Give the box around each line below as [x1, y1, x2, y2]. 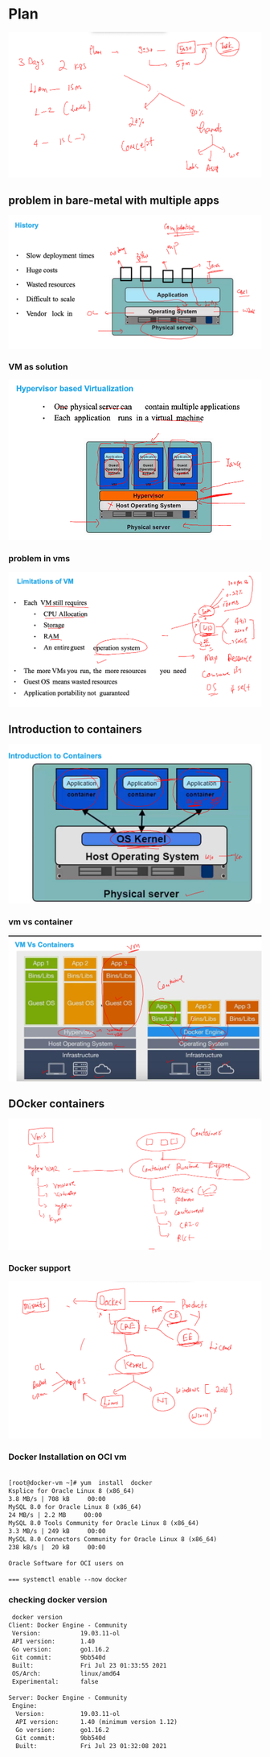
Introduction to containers [8, 722, 142, 736]
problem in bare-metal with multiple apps [8, 193, 219, 207]
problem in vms [8, 552, 71, 564]
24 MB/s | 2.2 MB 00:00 [8, 1511, 103, 1519]
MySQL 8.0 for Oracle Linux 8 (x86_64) [8, 1503, 142, 1511]
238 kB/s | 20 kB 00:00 [8, 1543, 106, 1551]
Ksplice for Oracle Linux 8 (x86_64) [8, 1486, 135, 1494]
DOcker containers [8, 1097, 105, 1110]
